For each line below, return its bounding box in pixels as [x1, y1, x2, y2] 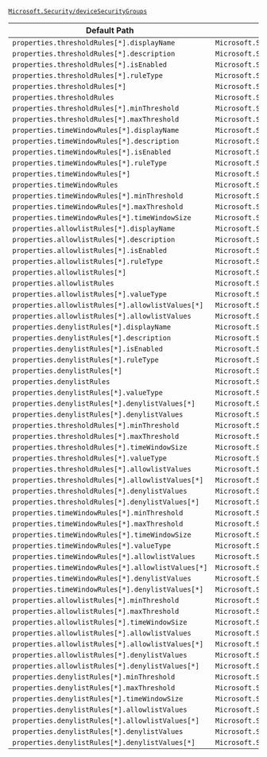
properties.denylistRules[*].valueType [12, 388, 163, 397]
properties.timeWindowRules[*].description [12, 137, 180, 146]
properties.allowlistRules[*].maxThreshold [12, 607, 180, 615]
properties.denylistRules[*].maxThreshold [12, 684, 176, 692]
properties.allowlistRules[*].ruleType [12, 257, 163, 266]
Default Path [86, 25, 134, 36]
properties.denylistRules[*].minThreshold [12, 673, 176, 681]
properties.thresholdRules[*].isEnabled [12, 60, 167, 69]
